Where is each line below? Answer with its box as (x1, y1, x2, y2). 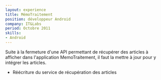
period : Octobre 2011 (5, 26, 51, 31)
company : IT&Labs (5, 21, 42, 26)
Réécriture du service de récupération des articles (12, 69, 117, 75)
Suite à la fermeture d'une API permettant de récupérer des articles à (5, 48, 148, 55)
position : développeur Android (5, 16, 71, 21)
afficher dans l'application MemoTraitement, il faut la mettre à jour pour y (5, 54, 156, 60)
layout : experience (5, 7, 46, 12)
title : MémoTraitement (5, 12, 53, 17)
